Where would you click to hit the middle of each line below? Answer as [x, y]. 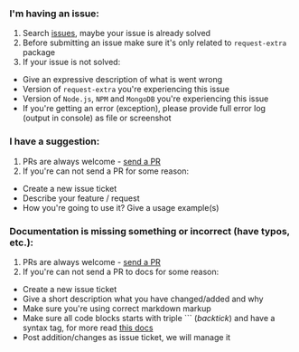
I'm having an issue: [54, 14]
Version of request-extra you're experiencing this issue [126, 90]
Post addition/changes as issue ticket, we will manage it [126, 337]
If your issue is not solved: [71, 62]
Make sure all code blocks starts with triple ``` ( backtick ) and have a [149, 318]
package [39, 52]
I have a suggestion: [55, 141]
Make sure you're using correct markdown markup [117, 308]
